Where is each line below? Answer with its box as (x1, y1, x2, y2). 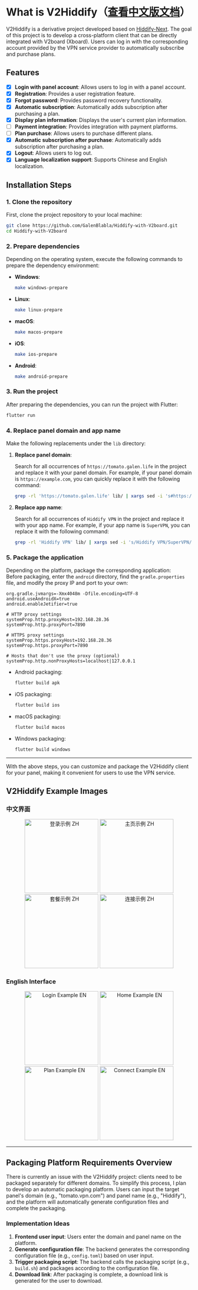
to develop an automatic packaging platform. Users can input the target (6, 1186, 180, 1193)
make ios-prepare (14, 351, 58, 357)
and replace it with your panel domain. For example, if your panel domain (14, 469, 192, 476)
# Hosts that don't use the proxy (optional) (6, 653, 120, 659)
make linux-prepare (14, 307, 63, 313)
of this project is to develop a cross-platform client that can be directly (6, 31, 177, 38)
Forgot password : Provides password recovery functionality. (14, 96, 163, 104)
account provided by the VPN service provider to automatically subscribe (6, 44, 184, 51)
